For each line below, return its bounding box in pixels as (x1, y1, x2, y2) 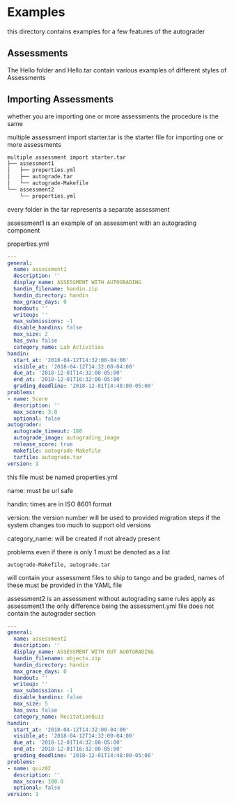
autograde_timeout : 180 (13, 428, 82, 435)
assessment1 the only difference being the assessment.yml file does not (7, 602, 214, 610)
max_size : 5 (13, 701, 49, 708)
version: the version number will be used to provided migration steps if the (7, 513, 221, 522)
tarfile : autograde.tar (13, 453, 82, 460)
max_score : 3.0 (13, 408, 58, 415)
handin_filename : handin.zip (13, 286, 98, 293)
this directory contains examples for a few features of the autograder (7, 27, 205, 36)
